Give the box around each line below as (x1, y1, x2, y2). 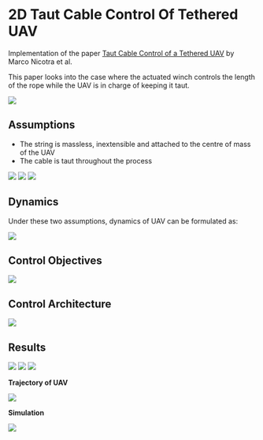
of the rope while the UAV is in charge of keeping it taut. (8, 81, 191, 90)
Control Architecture (8, 297, 112, 310)
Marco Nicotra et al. (8, 57, 72, 66)
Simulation (8, 408, 45, 417)
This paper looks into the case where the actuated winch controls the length (8, 72, 256, 81)
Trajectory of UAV (8, 378, 69, 387)
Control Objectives (8, 254, 102, 267)
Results (8, 340, 46, 354)
